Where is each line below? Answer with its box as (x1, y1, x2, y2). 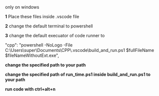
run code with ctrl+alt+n (5, 86, 56, 92)
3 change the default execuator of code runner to (5, 33, 105, 38)
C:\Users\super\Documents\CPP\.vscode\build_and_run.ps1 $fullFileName (5, 48, 154, 53)
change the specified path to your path (5, 62, 86, 68)
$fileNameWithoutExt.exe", (5, 52, 60, 58)
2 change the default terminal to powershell (5, 23, 93, 29)
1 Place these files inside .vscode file (5, 14, 79, 19)
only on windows (5, 4, 40, 10)
